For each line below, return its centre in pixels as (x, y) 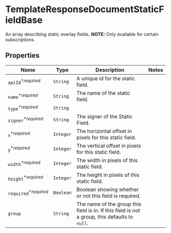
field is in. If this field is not (108, 211)
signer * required (25, 120)
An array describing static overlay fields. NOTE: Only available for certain (82, 34)
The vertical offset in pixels (109, 146)
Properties (22, 56)
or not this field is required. (108, 196)
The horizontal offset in (104, 131)
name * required (23, 96)
